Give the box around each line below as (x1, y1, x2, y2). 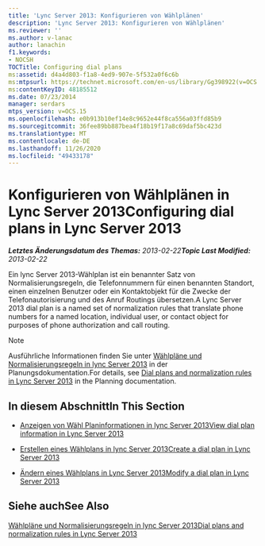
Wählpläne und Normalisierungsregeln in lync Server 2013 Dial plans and (8, 521, 244, 530)
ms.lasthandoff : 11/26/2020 (8, 144, 102, 152)
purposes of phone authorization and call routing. (8, 321, 171, 330)
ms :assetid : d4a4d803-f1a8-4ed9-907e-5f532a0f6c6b (8, 71, 179, 79)
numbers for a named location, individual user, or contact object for (8, 312, 229, 321)
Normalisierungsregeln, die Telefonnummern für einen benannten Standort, (8, 279, 255, 288)
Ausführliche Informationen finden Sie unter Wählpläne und (8, 351, 202, 361)
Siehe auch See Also (8, 499, 109, 513)
